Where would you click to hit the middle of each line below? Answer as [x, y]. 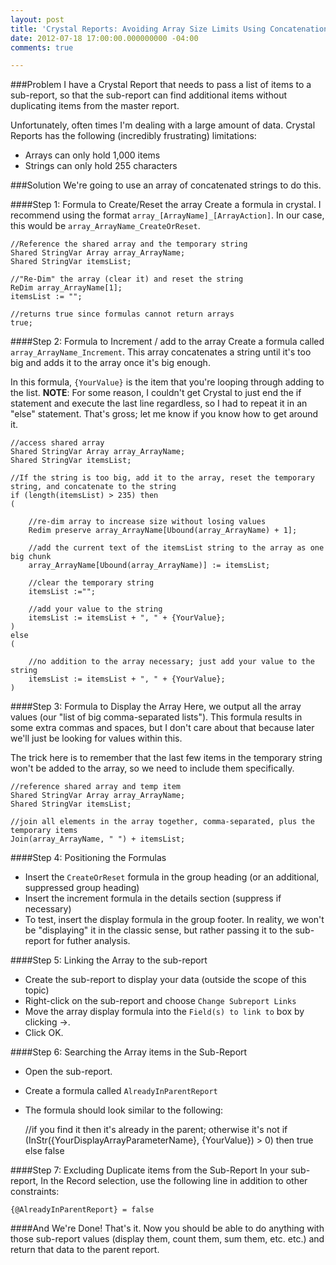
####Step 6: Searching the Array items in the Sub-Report [129, 1052]
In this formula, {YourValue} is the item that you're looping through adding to [167, 382]
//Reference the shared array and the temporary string [129, 244]
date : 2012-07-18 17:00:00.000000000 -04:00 [104, 38]
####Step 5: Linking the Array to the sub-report [109, 960]
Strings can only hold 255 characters [101, 166]
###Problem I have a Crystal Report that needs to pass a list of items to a [161, 85]
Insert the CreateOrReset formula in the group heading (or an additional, [172, 877]
